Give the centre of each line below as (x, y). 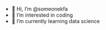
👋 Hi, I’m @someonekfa (40, 9)
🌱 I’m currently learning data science (56, 21)
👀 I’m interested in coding (42, 15)
